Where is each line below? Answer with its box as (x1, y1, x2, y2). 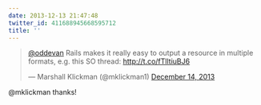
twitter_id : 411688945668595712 (8, 19, 116, 27)
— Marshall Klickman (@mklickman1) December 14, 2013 (27, 72, 215, 82)
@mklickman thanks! (8, 87, 78, 97)
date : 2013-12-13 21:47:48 (8, 11, 98, 20)
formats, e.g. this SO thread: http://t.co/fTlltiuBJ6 (27, 56, 191, 66)
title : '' (8, 26, 42, 34)
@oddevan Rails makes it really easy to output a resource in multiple (27, 49, 254, 58)
